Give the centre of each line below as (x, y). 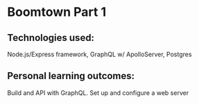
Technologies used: (51, 38)
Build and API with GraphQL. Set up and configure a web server (98, 93)
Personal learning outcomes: (71, 76)
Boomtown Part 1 (57, 12)
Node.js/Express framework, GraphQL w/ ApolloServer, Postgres (99, 54)
